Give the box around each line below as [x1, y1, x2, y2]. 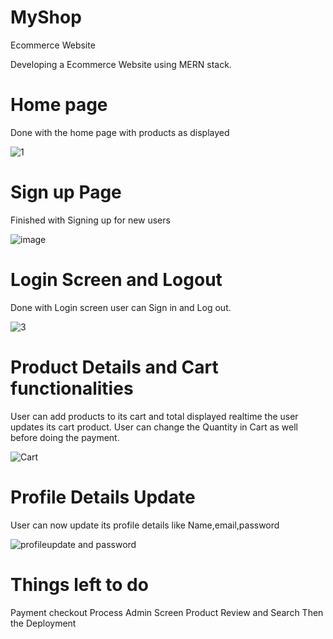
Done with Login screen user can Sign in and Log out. [10, 301, 232, 313]
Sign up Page [10, 181, 122, 204]
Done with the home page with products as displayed [10, 126, 230, 138]
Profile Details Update [10, 486, 196, 508]
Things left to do [10, 573, 149, 596]
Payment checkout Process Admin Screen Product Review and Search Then [10, 606, 324, 618]
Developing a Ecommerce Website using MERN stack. [10, 58, 232, 70]
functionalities [10, 377, 134, 400]
